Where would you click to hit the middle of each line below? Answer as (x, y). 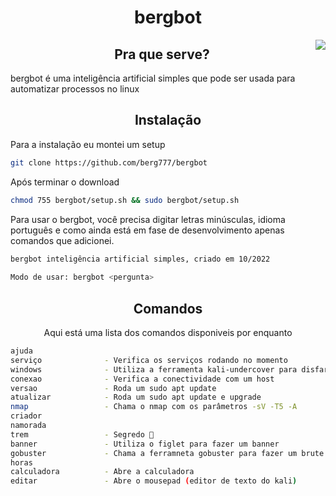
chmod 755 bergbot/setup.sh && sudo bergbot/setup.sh (125, 200)
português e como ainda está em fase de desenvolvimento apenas (147, 230)
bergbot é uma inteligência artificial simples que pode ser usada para (153, 78)
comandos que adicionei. (62, 240)
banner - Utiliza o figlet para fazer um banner (145, 444)
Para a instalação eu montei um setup (88, 144)
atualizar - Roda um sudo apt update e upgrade (136, 397)
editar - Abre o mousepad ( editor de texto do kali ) (154, 481)
